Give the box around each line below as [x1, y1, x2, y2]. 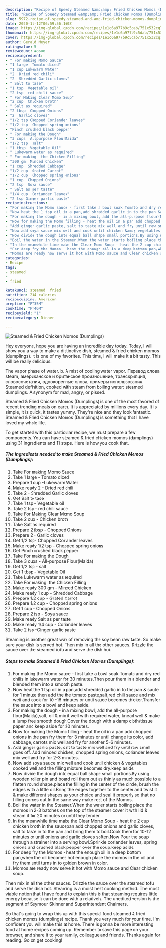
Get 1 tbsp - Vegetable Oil [12, 569, 65, 575]
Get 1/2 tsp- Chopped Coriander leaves [12, 538, 93, 544]
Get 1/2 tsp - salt [12, 564, 47, 570]
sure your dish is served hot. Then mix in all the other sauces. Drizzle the [5, 642, 154, 648]
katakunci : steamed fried [5, 288, 61, 293]
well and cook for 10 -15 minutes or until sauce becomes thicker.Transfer [12, 697, 161, 703]
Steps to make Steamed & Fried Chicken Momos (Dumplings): [5, 658, 134, 664]
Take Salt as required [12, 522, 56, 528]
